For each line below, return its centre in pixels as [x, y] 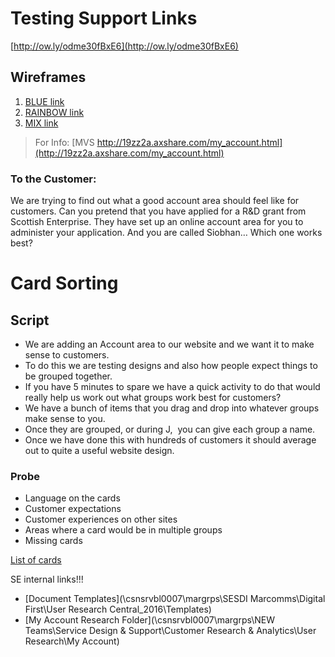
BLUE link [44, 101]
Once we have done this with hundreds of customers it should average [170, 440]
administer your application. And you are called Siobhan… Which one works [166, 233]
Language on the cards [72, 498]
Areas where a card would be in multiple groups [123, 530]
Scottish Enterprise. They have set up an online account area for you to [157, 222]
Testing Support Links [104, 18]
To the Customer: [53, 179]
